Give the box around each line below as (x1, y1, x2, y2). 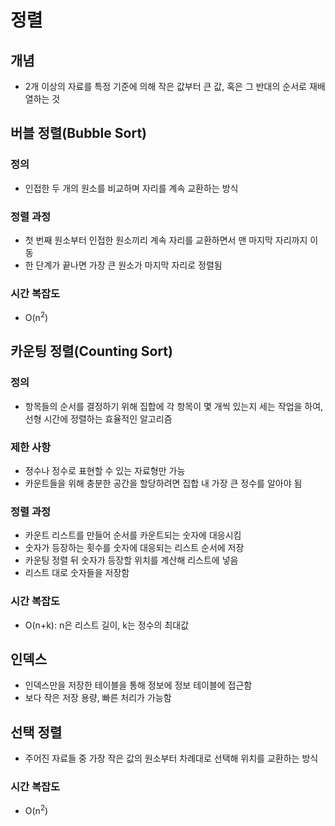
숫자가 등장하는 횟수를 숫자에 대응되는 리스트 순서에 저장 (24, 542, 245, 554)
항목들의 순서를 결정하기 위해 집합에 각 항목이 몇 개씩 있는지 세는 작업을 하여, (24, 400, 324, 412)
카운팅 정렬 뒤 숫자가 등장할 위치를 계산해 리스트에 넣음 (24, 554, 239, 566)
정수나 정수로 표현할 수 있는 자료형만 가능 (24, 464, 186, 476)
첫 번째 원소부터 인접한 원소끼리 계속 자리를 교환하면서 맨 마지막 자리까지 (24, 234, 308, 246)
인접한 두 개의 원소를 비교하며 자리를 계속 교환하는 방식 (24, 182, 239, 194)
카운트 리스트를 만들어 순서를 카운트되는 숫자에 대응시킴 (24, 529, 242, 541)
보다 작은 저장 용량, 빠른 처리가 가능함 (24, 692, 172, 704)
